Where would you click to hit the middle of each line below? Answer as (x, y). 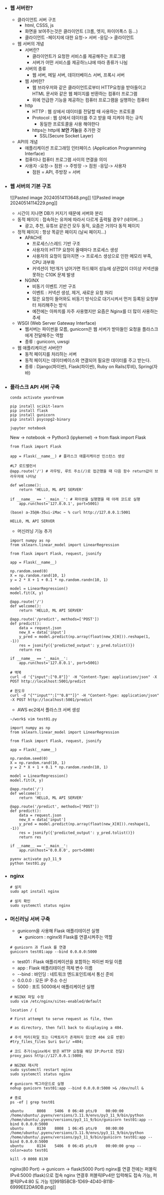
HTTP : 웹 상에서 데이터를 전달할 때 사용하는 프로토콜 (83, 111)
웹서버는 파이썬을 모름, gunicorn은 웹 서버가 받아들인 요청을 (83, 329)
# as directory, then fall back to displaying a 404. (67, 1028)
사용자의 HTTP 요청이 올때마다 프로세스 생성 (75, 250)
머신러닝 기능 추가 (35, 531)
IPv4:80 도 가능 (33, 1182)
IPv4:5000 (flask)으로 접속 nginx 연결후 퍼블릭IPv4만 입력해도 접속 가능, (81, 1176)
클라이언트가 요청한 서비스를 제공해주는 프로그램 (79, 56)
